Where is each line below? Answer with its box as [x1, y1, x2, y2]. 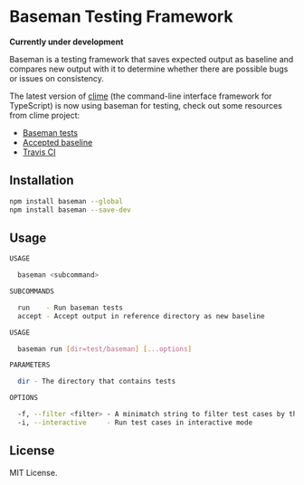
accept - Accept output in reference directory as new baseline [17, 311, 265, 320]
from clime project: [9, 109, 81, 120]
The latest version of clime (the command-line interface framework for [9, 90, 272, 101]
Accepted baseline [22, 137, 93, 147]
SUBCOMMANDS [9, 287, 54, 296]
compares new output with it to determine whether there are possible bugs [9, 63, 289, 74]
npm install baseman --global [9, 196, 124, 205]
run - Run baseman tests [17, 303, 124, 312]
